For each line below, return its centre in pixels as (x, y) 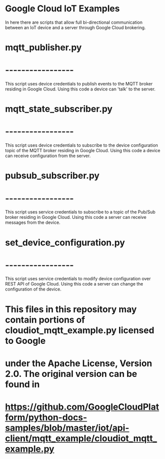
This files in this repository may (71, 309)
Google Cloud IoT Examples (62, 9)
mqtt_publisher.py (44, 48)
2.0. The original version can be (71, 374)
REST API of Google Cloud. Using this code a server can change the (74, 284)
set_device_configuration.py (65, 242)
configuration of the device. (33, 289)
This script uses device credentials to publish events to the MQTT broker (79, 84)
